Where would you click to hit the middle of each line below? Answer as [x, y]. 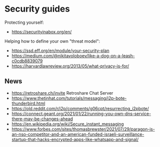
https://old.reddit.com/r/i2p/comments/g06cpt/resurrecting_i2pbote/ [80, 108]
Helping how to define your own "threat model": [52, 41]
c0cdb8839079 [27, 61]
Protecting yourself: [24, 22]
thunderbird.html [28, 103]
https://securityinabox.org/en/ [42, 32]
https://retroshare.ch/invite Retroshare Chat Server [62, 93]
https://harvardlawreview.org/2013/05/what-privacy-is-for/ [70, 66]
